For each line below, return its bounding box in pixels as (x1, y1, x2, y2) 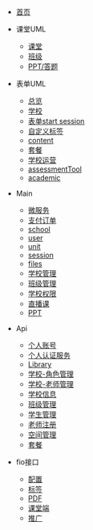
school (27, 225, 51, 234)
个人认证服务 (27, 350, 71, 360)
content (27, 136, 54, 145)
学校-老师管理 (27, 379, 75, 388)
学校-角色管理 (27, 369, 75, 379)
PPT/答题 (27, 61, 59, 71)
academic (27, 173, 61, 182)
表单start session (27, 117, 85, 125)
